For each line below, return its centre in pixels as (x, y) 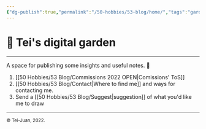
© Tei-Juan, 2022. (26, 120)
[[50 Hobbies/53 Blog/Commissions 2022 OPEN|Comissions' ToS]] (100, 77)
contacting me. (34, 90)
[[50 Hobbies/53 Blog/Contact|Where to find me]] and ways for (95, 84)
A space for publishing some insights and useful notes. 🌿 (78, 65)
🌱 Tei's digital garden (61, 42)
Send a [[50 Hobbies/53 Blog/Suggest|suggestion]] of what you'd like (103, 96)
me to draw (30, 103)
